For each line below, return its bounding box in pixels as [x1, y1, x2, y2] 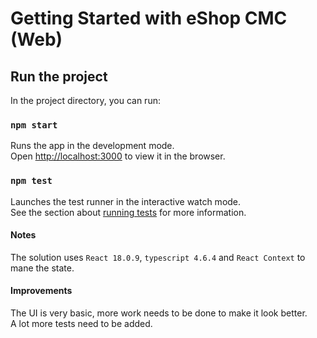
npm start [10, 119, 58, 131]
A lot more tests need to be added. [10, 318, 153, 329]
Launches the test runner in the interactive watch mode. [10, 195, 242, 207]
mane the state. [10, 262, 75, 274]
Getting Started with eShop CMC [10, 7, 288, 30]
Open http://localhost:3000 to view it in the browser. [10, 150, 226, 162]
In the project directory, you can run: [10, 95, 161, 106]
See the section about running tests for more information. [10, 206, 247, 218]
